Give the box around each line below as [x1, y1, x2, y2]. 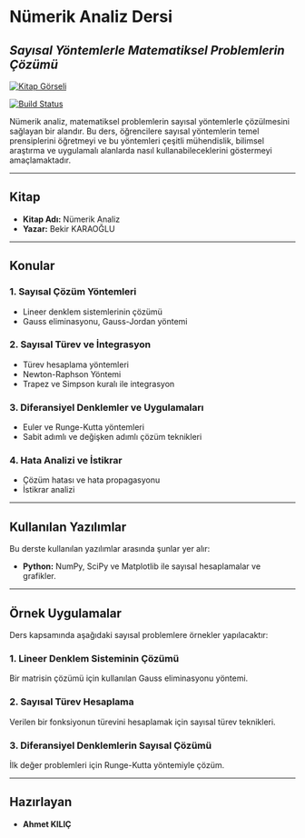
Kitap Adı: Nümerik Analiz [22, 214, 121, 224]
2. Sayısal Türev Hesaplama [9, 695, 134, 708]
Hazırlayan [9, 794, 73, 810]
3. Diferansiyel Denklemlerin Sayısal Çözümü [9, 739, 212, 752]
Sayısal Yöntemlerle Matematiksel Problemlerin [9, 43, 285, 58]
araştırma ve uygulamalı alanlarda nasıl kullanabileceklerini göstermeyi [9, 145, 272, 155]
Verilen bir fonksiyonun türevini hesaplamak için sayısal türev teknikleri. [9, 716, 276, 727]
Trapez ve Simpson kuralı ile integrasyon [22, 378, 175, 389]
